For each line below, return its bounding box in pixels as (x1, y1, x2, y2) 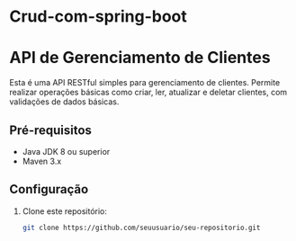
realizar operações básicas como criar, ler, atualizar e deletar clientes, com (9, 87, 288, 98)
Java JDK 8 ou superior (22, 146, 111, 156)
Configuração (9, 182, 89, 197)
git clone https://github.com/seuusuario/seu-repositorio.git (22, 223, 261, 232)
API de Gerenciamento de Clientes (9, 48, 272, 68)
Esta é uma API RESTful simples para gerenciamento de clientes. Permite (9, 77, 281, 88)
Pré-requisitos (9, 122, 93, 138)
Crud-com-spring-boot (9, 6, 187, 27)
